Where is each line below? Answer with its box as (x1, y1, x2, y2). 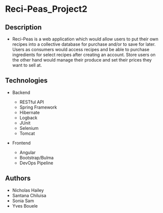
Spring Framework (19, 104, 57, 110)
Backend (12, 90, 30, 95)
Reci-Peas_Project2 (5, 3, 87, 15)
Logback (19, 115, 38, 121)
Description (5, 23, 42, 31)
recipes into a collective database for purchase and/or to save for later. (12, 41, 156, 47)
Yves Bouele (12, 203, 38, 209)
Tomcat (19, 130, 35, 136)
